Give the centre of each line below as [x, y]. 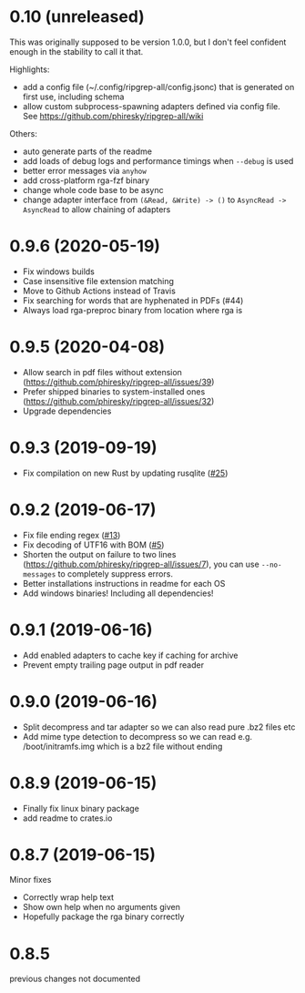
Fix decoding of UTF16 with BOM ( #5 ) [93, 545]
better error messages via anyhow [85, 170]
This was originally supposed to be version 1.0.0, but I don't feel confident [148, 42]
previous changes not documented [75, 979]
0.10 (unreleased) [77, 17]
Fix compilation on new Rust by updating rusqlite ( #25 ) [125, 473]
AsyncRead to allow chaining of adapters [97, 209]
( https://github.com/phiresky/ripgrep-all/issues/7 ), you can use [141, 564]
